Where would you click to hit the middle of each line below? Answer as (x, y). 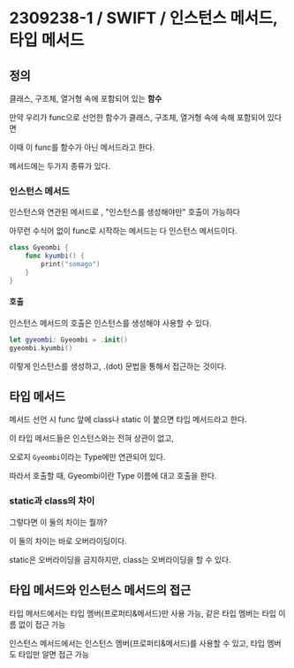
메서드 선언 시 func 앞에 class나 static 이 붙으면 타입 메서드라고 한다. (128, 419)
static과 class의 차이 (52, 501)
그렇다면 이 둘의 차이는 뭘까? (58, 522)
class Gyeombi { (39, 248)
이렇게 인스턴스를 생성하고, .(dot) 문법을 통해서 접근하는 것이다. (118, 366)
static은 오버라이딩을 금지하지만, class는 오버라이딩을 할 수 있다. (120, 559)
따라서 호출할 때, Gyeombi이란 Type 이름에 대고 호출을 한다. (113, 476)
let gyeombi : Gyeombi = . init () (68, 340)
